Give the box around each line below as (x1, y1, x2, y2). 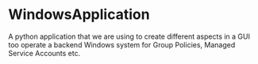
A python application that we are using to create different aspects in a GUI (8, 32, 250, 41)
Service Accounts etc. (8, 48, 81, 58)
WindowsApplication (8, 6, 150, 24)
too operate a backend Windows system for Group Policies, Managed (8, 40, 236, 49)
